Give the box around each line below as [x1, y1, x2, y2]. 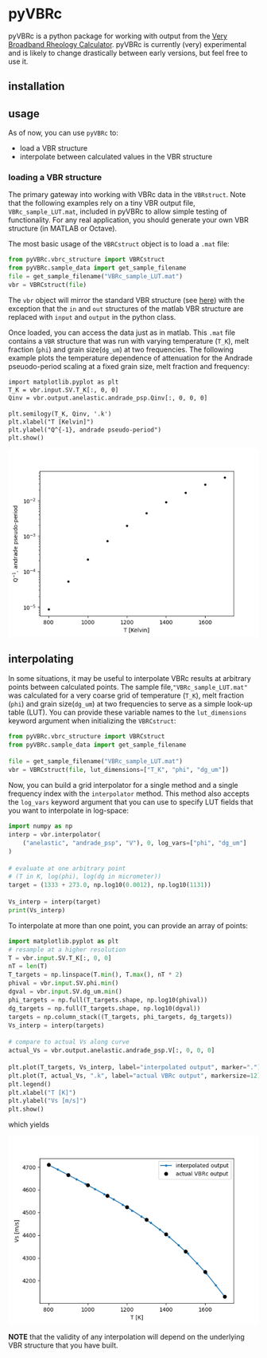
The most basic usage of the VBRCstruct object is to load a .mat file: [8, 239, 230, 249]
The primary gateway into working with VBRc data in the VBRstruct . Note [8, 190, 246, 199]
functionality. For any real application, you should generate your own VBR [8, 215, 249, 225]
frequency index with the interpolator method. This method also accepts [8, 789, 250, 798]
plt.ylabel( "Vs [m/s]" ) [8, 1097, 87, 1105]
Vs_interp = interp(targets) [8, 1021, 105, 1029]
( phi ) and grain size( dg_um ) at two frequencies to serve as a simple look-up [8, 699, 253, 708]
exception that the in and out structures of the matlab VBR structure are [8, 304, 244, 313]
